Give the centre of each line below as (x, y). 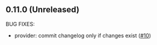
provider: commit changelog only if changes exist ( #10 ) (83, 36)
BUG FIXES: (20, 24)
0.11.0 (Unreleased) (42, 10)
